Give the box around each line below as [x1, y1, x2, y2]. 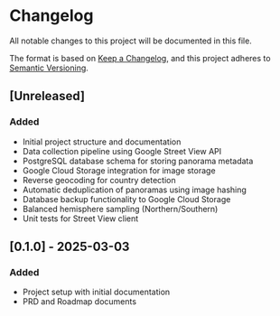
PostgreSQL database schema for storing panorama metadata [22, 155, 254, 166]
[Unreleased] [9, 88, 86, 104]
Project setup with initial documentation [22, 286, 171, 298]
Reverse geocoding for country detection [22, 174, 176, 185]
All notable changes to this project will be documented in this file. [9, 35, 253, 46]
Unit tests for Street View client [22, 213, 139, 224]
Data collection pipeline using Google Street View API [22, 145, 222, 156]
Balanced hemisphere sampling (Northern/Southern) [22, 203, 219, 214]
